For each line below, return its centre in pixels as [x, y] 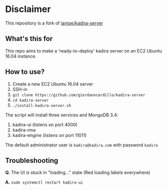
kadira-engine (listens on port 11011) [49, 135]
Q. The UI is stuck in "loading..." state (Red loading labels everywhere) [78, 172]
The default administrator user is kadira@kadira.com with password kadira [81, 145]
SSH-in [20, 89]
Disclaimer [28, 9]
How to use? [25, 72]
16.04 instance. [21, 56]
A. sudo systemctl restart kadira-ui [44, 182]
